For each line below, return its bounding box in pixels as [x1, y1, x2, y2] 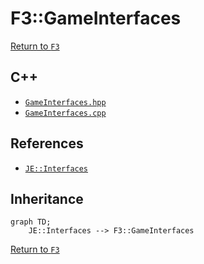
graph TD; [10, 217, 52, 227]
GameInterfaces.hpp [24, 97, 107, 107]
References [10, 135, 84, 152]
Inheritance [10, 190, 84, 207]
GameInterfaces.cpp [24, 108, 107, 118]
